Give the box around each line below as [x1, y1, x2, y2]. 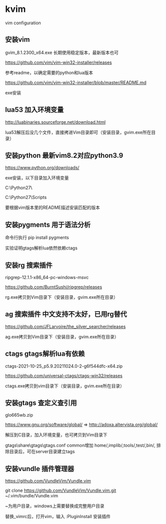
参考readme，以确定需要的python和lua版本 [5, 69, 93, 75]
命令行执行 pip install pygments [5, 235, 69, 240]
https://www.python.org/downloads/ [5, 165, 80, 171]
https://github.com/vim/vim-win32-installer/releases [5, 59, 112, 65]
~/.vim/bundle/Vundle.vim [5, 493, 58, 499]
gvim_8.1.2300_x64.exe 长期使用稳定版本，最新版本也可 [5, 49, 119, 55]
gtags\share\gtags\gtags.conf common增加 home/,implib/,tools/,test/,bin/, [5, 442, 156, 448]
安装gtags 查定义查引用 [5, 399, 77, 407]
